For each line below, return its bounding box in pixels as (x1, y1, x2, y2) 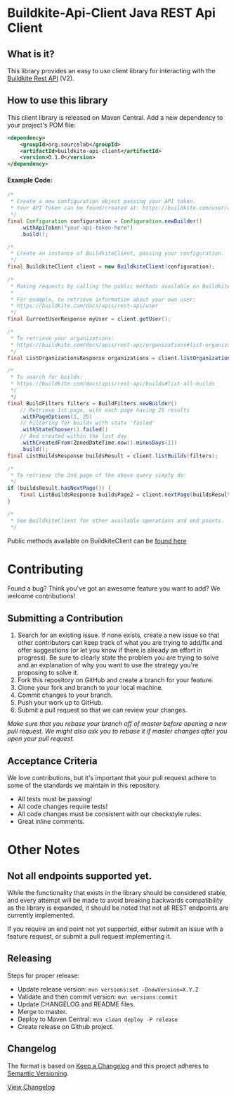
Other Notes (7, 842, 80, 858)
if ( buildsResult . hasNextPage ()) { (7, 485, 112, 492)
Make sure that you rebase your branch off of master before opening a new (7, 720, 227, 728)
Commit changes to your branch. (17, 691, 113, 699)
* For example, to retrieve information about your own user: (10, 296, 197, 303)
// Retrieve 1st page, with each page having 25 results (20, 407, 190, 414)
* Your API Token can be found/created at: (10, 204, 140, 212)
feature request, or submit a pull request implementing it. (7, 932, 172, 941)
